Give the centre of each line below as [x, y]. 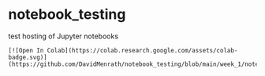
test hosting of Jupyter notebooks [63, 36]
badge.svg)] [28, 57]
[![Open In [26, 50]
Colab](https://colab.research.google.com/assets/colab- [142, 50]
